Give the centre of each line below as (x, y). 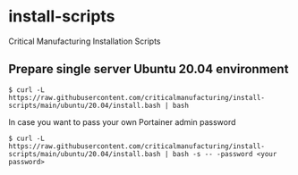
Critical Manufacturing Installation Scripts (85, 41)
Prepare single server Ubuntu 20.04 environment (149, 69)
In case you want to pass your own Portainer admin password (122, 121)
